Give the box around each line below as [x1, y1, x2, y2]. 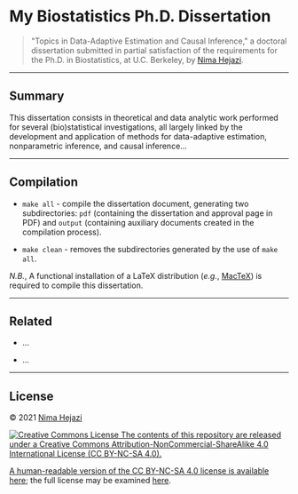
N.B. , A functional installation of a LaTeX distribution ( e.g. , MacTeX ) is [9, 270, 263, 281]
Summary [9, 89, 65, 104]
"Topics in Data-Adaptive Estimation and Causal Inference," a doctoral [30, 36, 287, 46]
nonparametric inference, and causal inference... [9, 140, 188, 151]
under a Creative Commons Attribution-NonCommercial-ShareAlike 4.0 [9, 439, 269, 450]
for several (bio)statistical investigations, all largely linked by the [9, 122, 243, 132]
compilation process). [21, 227, 102, 237]
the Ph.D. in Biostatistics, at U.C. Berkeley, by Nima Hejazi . [30, 54, 244, 65]
